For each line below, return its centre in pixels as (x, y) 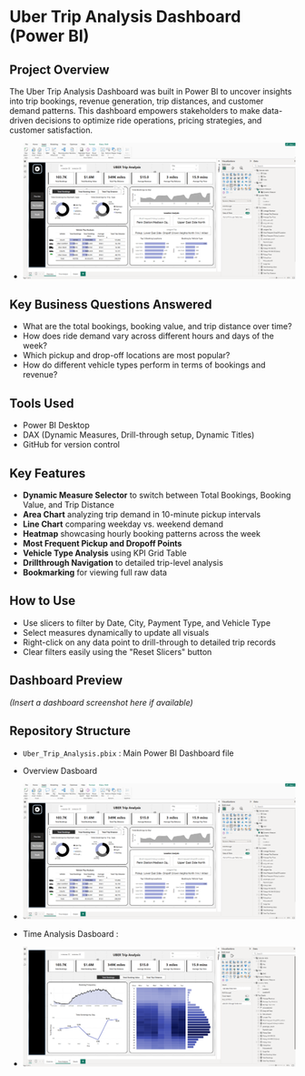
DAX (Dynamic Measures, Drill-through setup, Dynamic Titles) (138, 435)
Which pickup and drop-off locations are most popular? (126, 356)
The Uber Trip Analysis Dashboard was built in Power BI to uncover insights (151, 91)
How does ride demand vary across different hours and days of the (148, 336)
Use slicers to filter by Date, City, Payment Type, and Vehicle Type (146, 623)
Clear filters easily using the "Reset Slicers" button (117, 651)
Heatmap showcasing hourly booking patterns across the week (142, 534)
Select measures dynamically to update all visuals (116, 632)
